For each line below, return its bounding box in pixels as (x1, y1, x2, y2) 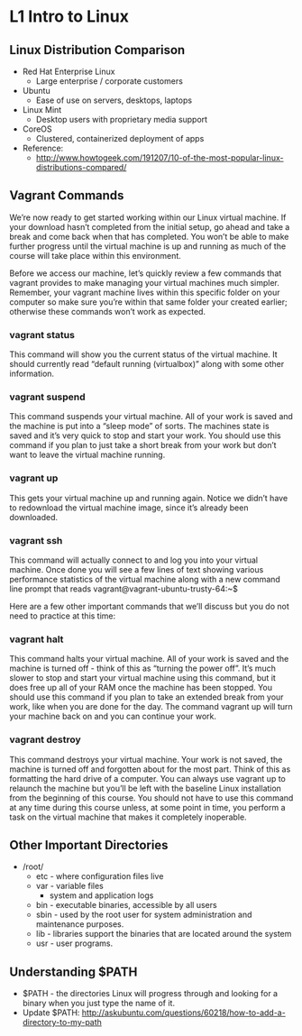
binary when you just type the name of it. (22, 998, 176, 1009)
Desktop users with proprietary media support (35, 115, 208, 124)
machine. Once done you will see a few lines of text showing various (9, 564, 264, 574)
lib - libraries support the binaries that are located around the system (35, 929, 292, 940)
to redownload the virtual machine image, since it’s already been (9, 502, 249, 513)
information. (9, 368, 55, 380)
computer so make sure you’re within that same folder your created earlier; (9, 296, 288, 307)
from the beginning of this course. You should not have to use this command (9, 792, 294, 803)
